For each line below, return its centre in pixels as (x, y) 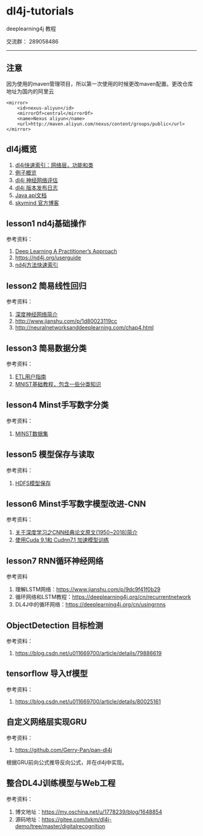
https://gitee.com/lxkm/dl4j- (76, 819)
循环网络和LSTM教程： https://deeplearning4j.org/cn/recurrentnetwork (103, 597)
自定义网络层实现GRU (47, 722)
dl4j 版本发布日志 (37, 187)
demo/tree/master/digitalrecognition (60, 826)
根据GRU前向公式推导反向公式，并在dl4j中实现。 (67, 762)
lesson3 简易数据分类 (47, 348)
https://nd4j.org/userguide (48, 258)
